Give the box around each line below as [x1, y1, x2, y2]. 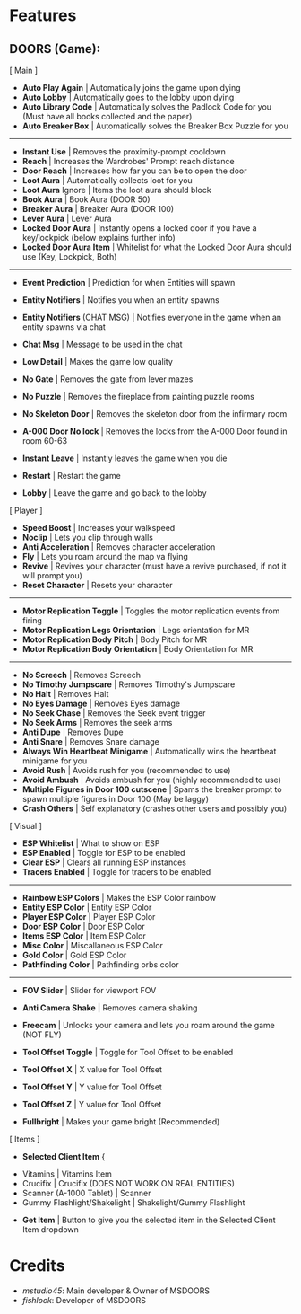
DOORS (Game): [9, 41, 101, 57]
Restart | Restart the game [21, 471, 121, 481]
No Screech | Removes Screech [21, 670, 142, 680]
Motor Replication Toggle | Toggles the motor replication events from [21, 605, 280, 616]
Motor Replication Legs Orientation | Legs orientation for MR [21, 625, 250, 635]
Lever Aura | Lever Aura [21, 213, 112, 224]
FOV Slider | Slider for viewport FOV [21, 985, 157, 995]
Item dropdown [21, 1224, 79, 1235]
